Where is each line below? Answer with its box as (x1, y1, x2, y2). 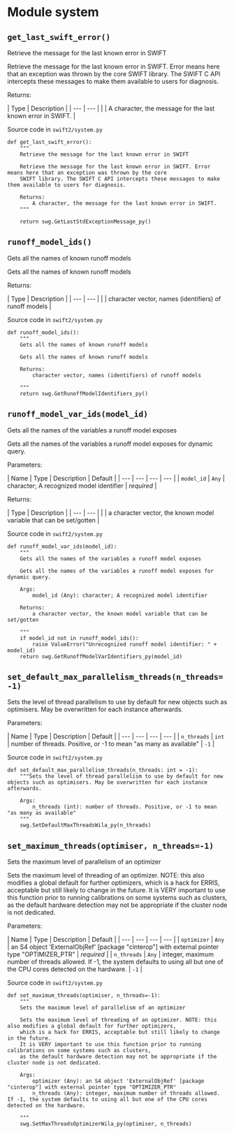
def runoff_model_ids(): (7, 329, 80, 336)
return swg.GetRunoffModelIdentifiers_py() (20, 390, 149, 397)
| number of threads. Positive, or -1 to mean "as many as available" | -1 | (7, 740, 215, 748)
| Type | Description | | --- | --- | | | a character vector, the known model (7, 508, 214, 517)
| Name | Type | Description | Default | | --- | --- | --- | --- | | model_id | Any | (7, 474, 225, 482)
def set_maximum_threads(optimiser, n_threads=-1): (7, 992, 161, 999)
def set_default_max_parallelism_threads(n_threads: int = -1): (7, 766, 198, 774)
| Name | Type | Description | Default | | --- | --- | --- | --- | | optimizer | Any (7, 936, 225, 944)
